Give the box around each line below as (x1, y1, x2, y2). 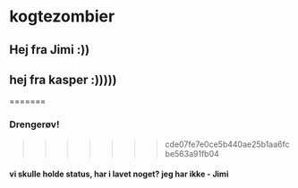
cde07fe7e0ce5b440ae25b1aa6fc (165, 139, 290, 150)
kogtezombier (9, 6, 115, 27)
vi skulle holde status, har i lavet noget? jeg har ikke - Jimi (9, 168, 229, 180)
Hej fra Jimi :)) (9, 42, 90, 57)
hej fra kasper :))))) (9, 72, 118, 87)
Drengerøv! (9, 118, 60, 131)
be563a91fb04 (165, 148, 219, 158)
